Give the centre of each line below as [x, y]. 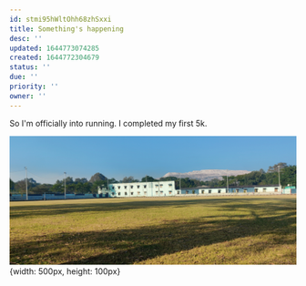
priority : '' [34, 87]
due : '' [24, 77]
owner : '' [28, 96]
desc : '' [26, 38]
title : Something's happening [67, 29]
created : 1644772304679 [55, 58]
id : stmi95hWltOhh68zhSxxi [61, 19]
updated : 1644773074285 [55, 48]
